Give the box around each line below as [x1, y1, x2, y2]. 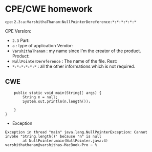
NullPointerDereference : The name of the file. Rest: [12, 58, 117, 64]
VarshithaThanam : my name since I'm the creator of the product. [12, 48, 141, 54]
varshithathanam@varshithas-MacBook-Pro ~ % [5, 142, 97, 147]
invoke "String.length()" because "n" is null [5, 134, 102, 139]
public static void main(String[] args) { [14, 90, 102, 95]
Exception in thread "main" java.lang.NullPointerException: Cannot [5, 130, 148, 134]
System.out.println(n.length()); [22, 99, 91, 104]
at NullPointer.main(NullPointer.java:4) [22, 138, 109, 143]
